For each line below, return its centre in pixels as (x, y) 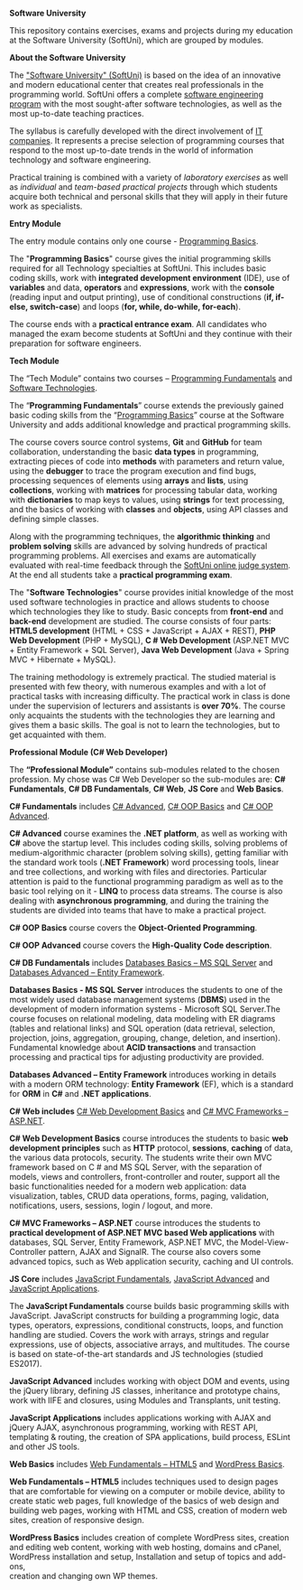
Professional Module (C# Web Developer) (89, 752)
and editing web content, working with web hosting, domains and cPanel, (146, 1547)
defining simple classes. (54, 519)
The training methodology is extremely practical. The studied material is (143, 677)
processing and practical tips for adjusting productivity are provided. (137, 1057)
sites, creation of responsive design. (77, 1520)
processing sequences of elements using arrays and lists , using (129, 481)
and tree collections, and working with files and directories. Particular (138, 872)
